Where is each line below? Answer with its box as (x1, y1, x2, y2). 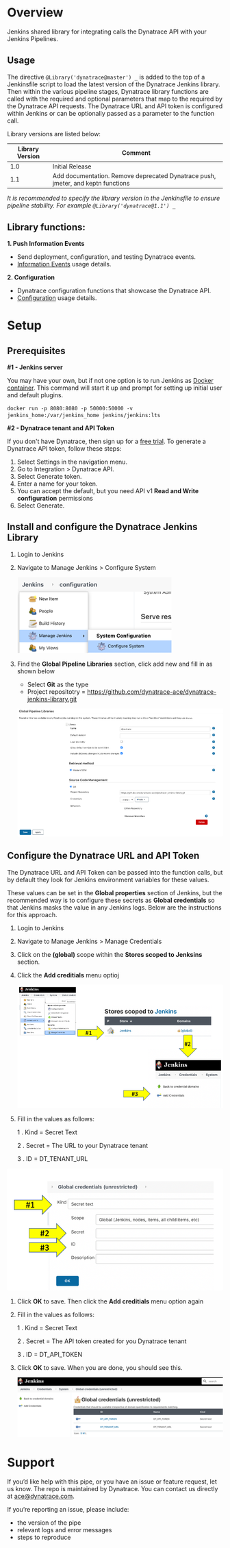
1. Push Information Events (7, 240, 85, 248)
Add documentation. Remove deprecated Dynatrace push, (52, 171, 216, 179)
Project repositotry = (27, 687, 86, 696)
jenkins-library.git (27, 695, 77, 703)
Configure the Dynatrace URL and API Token (7, 850, 200, 862)
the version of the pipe (16, 1519, 81, 1527)
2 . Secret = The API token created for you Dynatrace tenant (16, 1337, 187, 1345)
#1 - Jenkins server (7, 363, 63, 371)
